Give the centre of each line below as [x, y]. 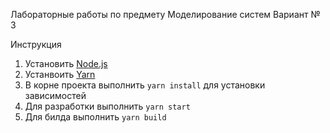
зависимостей [55, 95]
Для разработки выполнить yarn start [107, 106]
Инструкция [36, 44]
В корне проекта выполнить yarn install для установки [145, 85]
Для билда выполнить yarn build [95, 117]
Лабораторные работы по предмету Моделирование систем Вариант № [165, 14]
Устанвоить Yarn [60, 74]
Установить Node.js [66, 63]
